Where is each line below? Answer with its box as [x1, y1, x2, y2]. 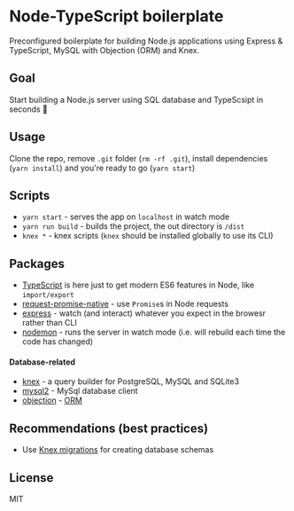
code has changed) [21, 336, 94, 347]
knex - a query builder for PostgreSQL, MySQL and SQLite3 [21, 376, 240, 387]
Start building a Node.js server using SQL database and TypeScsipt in [9, 94, 264, 105]
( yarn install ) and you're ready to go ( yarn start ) [9, 162, 196, 173]
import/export [21, 291, 74, 300]
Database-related [9, 357, 76, 367]
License [9, 470, 54, 485]
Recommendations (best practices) [9, 421, 209, 436]
